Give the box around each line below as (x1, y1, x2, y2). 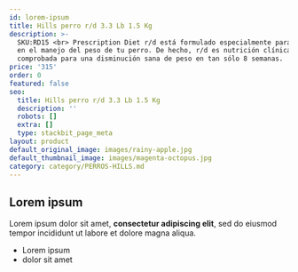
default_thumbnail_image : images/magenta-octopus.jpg (9, 153, 213, 163)
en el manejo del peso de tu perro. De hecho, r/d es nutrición (17, 46, 260, 55)
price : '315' (9, 63, 58, 72)
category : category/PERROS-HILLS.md (9, 162, 145, 171)
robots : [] (17, 112, 58, 121)
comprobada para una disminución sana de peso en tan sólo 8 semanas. (17, 54, 284, 63)
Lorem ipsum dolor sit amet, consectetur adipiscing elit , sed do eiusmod (9, 219, 278, 229)
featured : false (9, 79, 69, 88)
